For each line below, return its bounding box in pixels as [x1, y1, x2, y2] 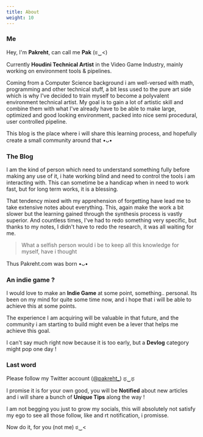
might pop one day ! [6, 346, 57, 353]
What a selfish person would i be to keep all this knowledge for [21, 241, 179, 249]
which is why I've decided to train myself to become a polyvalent [6, 92, 169, 99]
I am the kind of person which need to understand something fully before [6, 166, 190, 174]
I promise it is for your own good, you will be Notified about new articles [6, 386, 188, 394]
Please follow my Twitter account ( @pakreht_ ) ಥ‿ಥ [6, 374, 135, 382]
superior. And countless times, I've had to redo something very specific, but [6, 217, 197, 224]
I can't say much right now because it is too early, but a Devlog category [6, 339, 189, 346]
